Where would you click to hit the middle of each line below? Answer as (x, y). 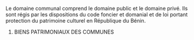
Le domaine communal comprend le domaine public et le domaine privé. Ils (97, 8)
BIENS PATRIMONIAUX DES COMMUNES (64, 32)
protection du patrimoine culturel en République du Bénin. (76, 21)
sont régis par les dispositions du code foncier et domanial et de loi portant (97, 14)
